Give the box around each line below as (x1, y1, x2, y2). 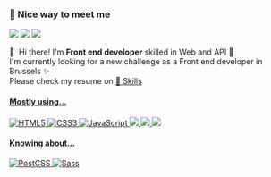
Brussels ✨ (9, 66, 50, 77)
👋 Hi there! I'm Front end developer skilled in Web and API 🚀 (9, 46, 234, 57)
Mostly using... (9, 96, 67, 106)
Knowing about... (9, 138, 76, 148)
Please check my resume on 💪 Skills (9, 76, 143, 87)
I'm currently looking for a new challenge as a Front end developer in (9, 56, 263, 67)
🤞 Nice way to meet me (9, 8, 111, 21)
